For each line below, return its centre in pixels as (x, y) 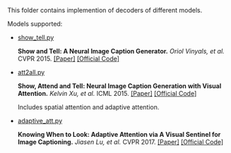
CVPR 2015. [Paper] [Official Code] (69, 59)
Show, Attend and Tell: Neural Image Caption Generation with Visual (119, 86)
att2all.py (31, 72)
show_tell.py (36, 37)
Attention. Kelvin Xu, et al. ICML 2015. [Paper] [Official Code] (107, 93)
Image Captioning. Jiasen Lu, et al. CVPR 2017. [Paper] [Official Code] (120, 142)
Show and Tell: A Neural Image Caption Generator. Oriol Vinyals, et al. (121, 51)
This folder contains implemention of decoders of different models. (105, 10)
